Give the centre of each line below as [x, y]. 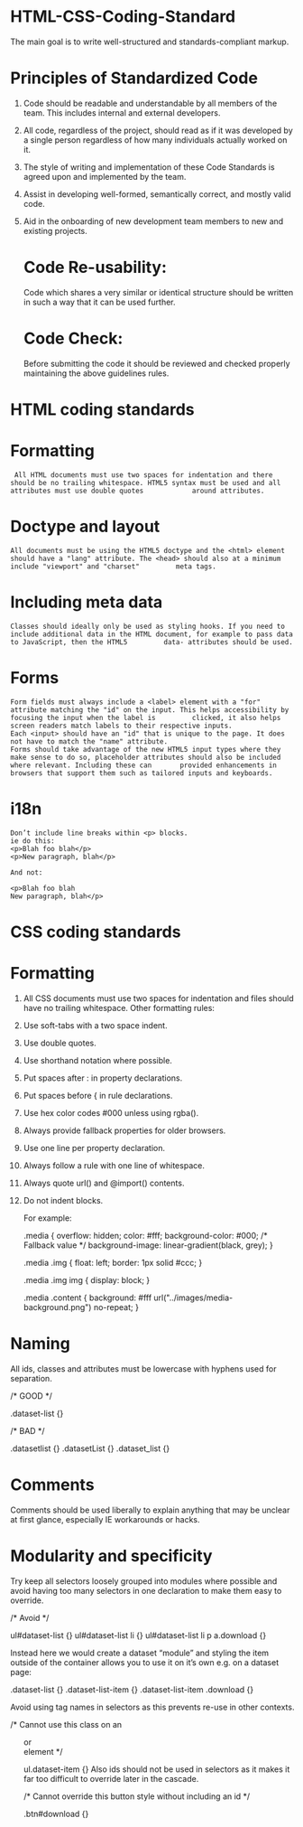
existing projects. [55, 230]
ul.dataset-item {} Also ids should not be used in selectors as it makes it [156, 1769]
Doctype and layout [85, 527]
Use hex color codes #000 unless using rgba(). [111, 1112]
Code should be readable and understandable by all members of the [150, 103]
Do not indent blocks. [63, 1200]
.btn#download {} [56, 1813]
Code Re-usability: [95, 267]
